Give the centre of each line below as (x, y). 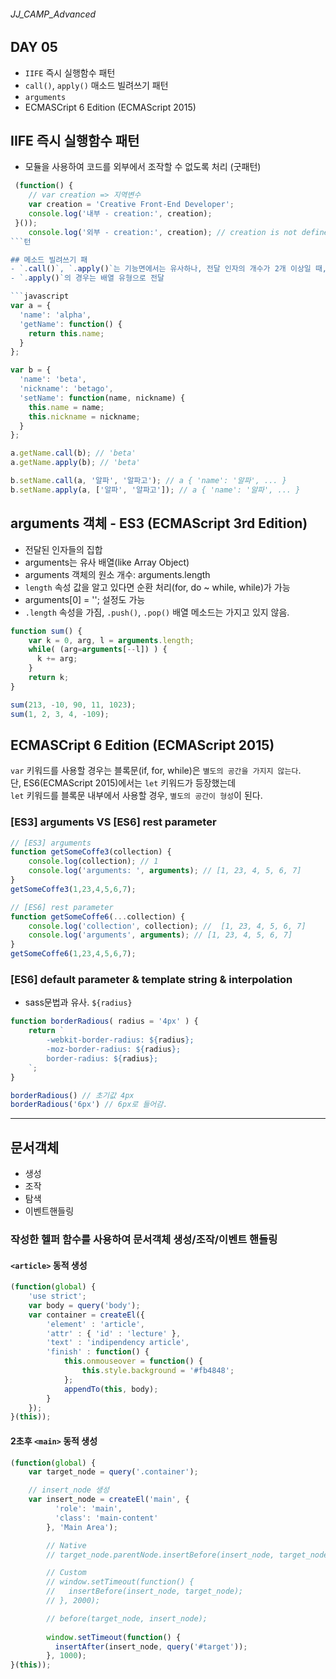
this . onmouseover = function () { (133, 1361)
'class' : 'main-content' (106, 1518)
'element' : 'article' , (95, 1324)
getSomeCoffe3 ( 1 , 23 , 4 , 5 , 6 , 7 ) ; (73, 889)
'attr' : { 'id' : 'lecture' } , (114, 1333)
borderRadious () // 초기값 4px (72, 1095)
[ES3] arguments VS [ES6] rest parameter (113, 822)
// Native (66, 1545)
